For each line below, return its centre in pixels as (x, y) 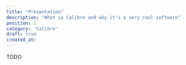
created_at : (21, 40)
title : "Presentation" (35, 12)
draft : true (21, 34)
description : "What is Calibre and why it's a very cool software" (94, 17)
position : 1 (21, 23)
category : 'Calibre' (33, 29)
